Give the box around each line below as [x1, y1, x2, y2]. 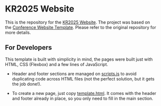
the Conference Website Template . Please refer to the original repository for [5, 24, 156, 30]
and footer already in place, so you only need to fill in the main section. [12, 95, 153, 101]
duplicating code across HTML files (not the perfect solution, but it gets [12, 76, 155, 81]
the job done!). [12, 81, 42, 87]
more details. [5, 29, 31, 35]
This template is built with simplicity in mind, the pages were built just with [5, 56, 153, 62]
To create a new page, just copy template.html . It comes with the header [12, 90, 157, 96]
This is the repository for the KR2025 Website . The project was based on [5, 19, 150, 25]
